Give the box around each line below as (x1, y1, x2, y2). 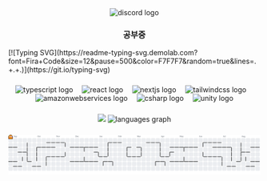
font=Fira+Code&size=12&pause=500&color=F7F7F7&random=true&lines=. (8, 56, 257, 66)
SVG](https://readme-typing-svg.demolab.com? (39, 48, 198, 58)
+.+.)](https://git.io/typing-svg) (8, 65, 110, 74)
